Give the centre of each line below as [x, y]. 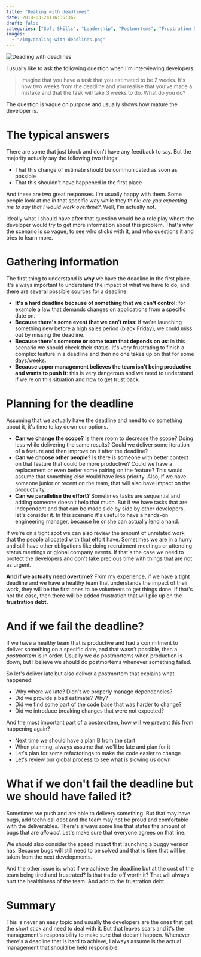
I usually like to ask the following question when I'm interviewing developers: [100, 68]
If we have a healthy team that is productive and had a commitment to [92, 642]
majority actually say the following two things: [63, 158]
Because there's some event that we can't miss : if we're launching [98, 322]
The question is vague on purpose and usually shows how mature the [92, 104]
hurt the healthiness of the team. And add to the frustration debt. [86, 881]
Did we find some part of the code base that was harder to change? [98, 704]
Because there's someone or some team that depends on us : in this [100, 341]
